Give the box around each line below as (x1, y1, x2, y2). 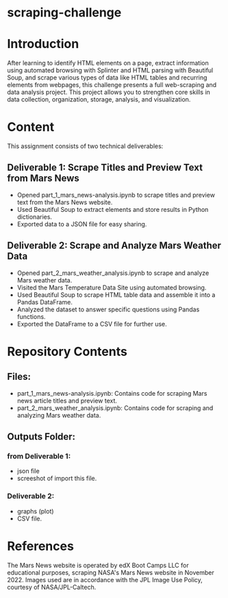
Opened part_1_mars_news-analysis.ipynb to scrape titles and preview (16, 191, 216, 199)
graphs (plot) (16, 507, 54, 515)
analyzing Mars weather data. (16, 411, 101, 419)
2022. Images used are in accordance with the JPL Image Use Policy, (7, 575, 203, 584)
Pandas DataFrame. (16, 298, 73, 306)
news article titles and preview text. (16, 396, 118, 405)
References (7, 538, 74, 553)
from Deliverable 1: (7, 451, 71, 461)
